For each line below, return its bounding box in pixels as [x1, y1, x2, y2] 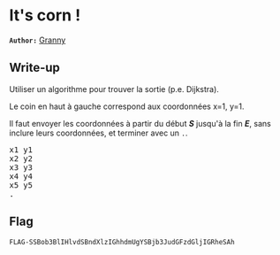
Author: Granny [9, 35, 66, 45]
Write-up [9, 60, 60, 75]
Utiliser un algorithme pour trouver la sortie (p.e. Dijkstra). [9, 83, 219, 94]
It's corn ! [9, 5, 81, 26]
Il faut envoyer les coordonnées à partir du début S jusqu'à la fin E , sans [9, 118, 271, 128]
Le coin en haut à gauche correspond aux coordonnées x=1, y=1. [9, 101, 245, 112]
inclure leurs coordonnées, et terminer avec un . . [9, 127, 188, 138]
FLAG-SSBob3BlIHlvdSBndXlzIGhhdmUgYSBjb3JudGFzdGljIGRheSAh [9, 237, 236, 246]
